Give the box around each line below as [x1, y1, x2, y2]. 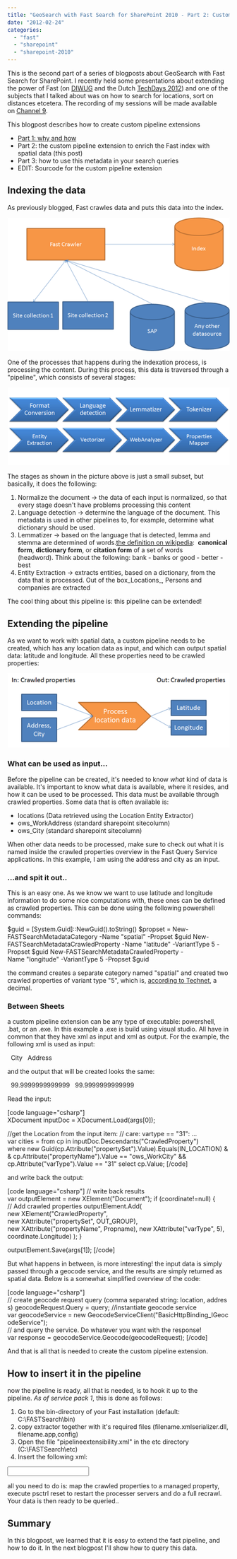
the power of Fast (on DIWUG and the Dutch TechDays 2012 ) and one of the [7, 84, 229, 92]
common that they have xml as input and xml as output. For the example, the [7, 1032, 230, 1041]
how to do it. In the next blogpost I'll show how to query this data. [7, 1543, 197, 1552]
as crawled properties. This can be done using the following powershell [7, 904, 215, 912]
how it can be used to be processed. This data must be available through [7, 790, 219, 798]
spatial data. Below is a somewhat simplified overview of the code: [7, 1275, 201, 1283]
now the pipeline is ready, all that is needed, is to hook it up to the [7, 1386, 198, 1395]
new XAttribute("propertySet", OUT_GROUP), [7, 1217, 138, 1226]
